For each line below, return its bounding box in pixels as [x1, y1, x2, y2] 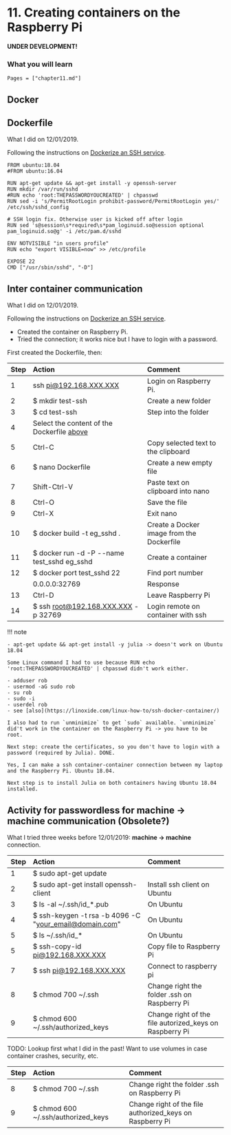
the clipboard [146, 447, 190, 457]
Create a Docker [146, 520, 200, 530]
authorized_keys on [129, 1108, 192, 1118]
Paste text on [146, 478, 190, 488]
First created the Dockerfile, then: [7, 349, 103, 357]
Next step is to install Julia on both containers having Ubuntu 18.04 [7, 779, 217, 787]
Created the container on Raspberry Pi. [16, 328, 129, 336]
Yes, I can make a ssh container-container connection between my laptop [7, 761, 223, 768]
